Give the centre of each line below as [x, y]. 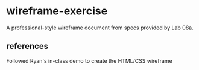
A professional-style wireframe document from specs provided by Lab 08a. [100, 28]
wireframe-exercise [57, 11]
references [27, 46]
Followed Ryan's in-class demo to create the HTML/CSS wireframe [90, 60]
